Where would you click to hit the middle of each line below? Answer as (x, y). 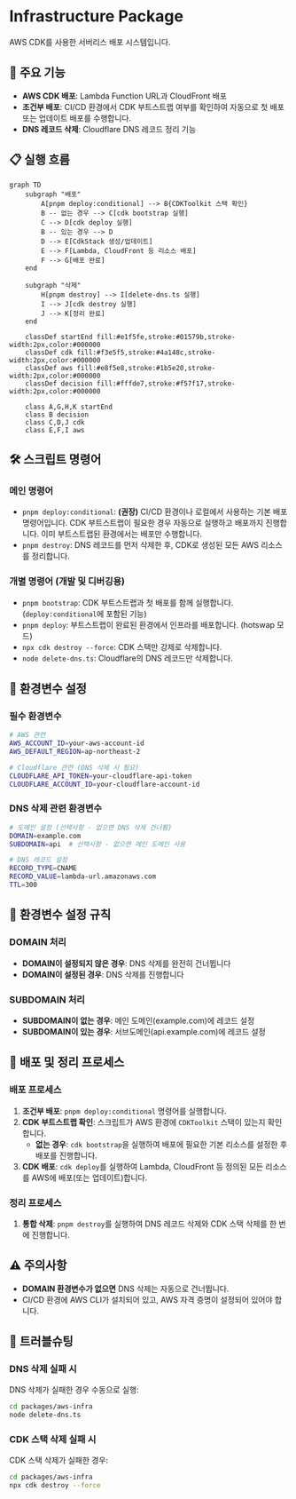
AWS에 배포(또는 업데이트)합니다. (90, 1178)
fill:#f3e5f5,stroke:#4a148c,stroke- (146, 353)
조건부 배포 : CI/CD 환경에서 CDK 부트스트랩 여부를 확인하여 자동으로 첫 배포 (153, 107)
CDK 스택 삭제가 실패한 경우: (59, 1460)
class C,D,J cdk (55, 422)
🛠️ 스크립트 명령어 (55, 459)
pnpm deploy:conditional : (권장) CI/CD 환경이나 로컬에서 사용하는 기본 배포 (155, 512)
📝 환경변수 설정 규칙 (60, 915)
